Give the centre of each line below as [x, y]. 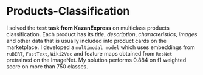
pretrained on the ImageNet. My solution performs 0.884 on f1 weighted [96, 60]
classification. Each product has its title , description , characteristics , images [102, 34]
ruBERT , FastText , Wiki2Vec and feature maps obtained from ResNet [89, 53]
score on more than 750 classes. [47, 66]
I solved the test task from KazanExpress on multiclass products [88, 28]
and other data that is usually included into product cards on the [87, 41]
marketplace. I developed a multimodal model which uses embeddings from [101, 47]
